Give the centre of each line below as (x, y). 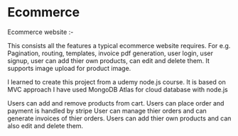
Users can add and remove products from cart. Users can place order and (116, 103)
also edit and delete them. (45, 125)
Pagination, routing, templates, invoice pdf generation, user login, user (110, 53)
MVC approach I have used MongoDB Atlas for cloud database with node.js (118, 89)
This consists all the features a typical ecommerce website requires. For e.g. (119, 45)
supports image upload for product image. (69, 68)
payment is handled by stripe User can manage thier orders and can (107, 110)
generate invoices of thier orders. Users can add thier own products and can (119, 118)
